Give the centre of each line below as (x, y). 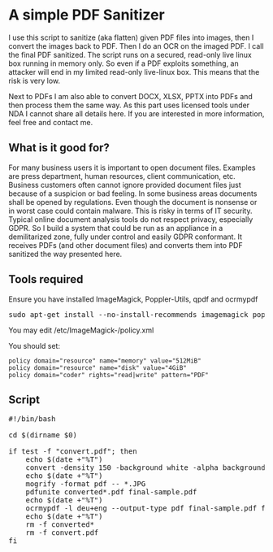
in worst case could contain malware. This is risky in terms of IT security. (130, 211)
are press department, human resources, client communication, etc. (122, 176)
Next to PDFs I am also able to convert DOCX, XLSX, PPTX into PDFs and (131, 96)
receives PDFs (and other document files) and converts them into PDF (126, 245)
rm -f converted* (60, 525)
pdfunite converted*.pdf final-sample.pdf (111, 492)
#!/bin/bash (32, 419)
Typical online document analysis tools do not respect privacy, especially (131, 219)
